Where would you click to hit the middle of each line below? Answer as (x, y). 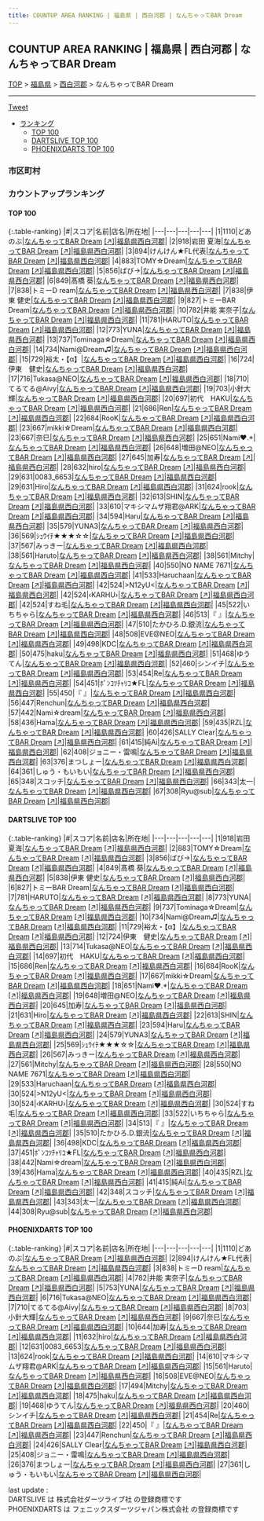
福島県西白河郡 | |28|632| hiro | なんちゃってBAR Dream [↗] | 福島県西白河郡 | (127, 467)
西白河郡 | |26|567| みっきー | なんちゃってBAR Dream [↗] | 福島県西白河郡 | (125, 1054)
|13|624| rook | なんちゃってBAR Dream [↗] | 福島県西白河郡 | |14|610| (115, 1356)
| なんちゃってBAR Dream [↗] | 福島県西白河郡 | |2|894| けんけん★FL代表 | (137, 1258)
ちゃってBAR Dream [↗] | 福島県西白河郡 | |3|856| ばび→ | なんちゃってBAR (131, 858)
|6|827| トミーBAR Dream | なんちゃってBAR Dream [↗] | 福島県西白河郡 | (121, 887)
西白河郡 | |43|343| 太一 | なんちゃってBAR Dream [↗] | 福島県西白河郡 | (132, 1201)
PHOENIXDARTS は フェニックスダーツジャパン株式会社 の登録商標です (124, 1508)
